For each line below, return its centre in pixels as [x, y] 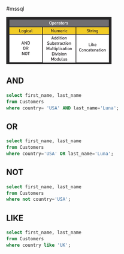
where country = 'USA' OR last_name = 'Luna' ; [60, 154]
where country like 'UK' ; [38, 245]
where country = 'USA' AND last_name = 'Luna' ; [63, 108]
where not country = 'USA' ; [38, 200]
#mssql [15, 9]
